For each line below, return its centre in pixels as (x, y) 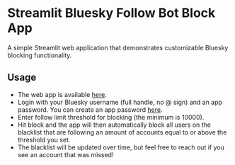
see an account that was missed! (65, 154)
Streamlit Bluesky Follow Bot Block (111, 13)
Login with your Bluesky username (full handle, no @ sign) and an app (120, 102)
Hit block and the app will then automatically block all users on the (114, 125)
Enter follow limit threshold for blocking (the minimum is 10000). (111, 117)
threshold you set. (44, 140)
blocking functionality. (40, 55)
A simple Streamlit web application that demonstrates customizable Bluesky (118, 47)
